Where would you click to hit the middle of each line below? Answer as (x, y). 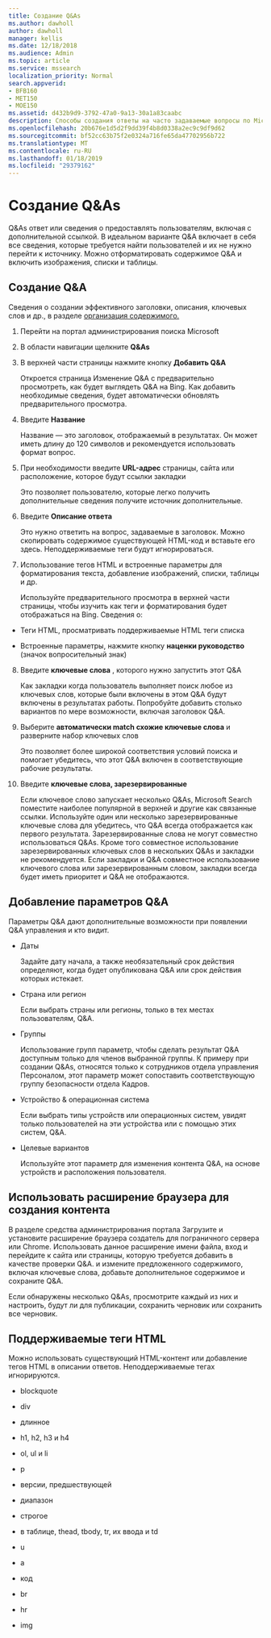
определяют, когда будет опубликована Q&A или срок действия (131, 969)
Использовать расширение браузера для (119, 1197)
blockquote (39, 1391)
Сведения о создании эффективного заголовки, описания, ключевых (128, 306)
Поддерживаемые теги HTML (88, 1338)
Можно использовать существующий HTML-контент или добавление (128, 1358)
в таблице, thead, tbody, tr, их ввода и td (89, 1532)
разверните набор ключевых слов (79, 736)
